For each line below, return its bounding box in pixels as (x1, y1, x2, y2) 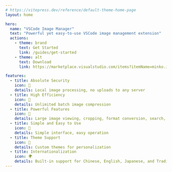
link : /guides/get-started (18, 50, 77, 55)
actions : (10, 36, 29, 41)
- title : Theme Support (10, 135, 60, 140)
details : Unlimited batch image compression (14, 102, 111, 107)
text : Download (18, 59, 52, 64)
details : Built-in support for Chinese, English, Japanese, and (14, 159, 155, 164)
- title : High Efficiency (10, 92, 66, 97)
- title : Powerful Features (10, 107, 70, 112)
